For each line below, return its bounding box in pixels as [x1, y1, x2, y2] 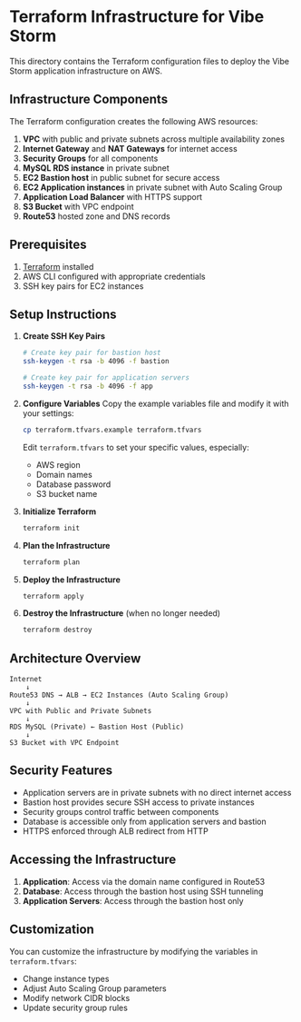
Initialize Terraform [22, 506, 97, 517]
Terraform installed [22, 261, 94, 272]
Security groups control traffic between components [22, 806, 219, 817]
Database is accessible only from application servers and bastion [22, 816, 267, 827]
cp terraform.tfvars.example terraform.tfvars [22, 425, 202, 434]
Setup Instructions [9, 306, 117, 322]
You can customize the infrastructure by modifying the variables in [9, 946, 258, 957]
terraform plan [22, 557, 81, 567]
